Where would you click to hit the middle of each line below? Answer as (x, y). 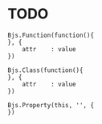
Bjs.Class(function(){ (45, 70)
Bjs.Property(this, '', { (51, 105)
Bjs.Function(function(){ (51, 35)
